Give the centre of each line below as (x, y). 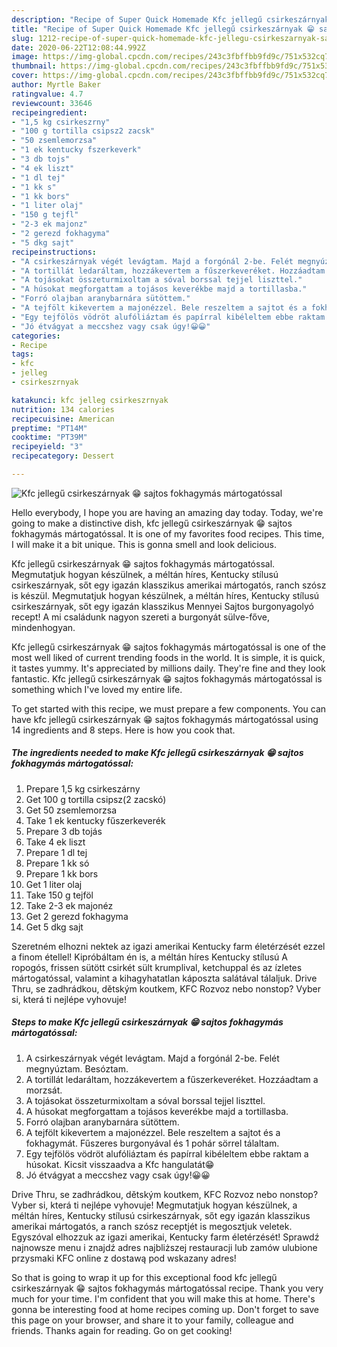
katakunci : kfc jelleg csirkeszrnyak (90, 400)
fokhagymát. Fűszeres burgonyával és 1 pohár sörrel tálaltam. (152, 1143)
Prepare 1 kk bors (62, 873)
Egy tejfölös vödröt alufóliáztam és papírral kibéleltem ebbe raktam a (167, 1153)
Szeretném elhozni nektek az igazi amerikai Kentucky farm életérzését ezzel (168, 946)
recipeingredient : (49, 112)
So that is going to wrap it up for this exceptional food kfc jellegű (144, 1277)
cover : (25, 76)
